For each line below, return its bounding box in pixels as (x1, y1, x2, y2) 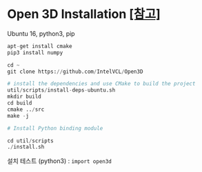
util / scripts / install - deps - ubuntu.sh (7, 87, 116, 94)
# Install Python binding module (7, 125, 103, 131)
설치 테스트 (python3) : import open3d (7, 157, 112, 165)
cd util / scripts (7, 137, 54, 144)
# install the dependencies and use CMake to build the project (7, 80, 196, 87)
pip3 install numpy (7, 49, 63, 56)
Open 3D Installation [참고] (7, 6, 161, 22)
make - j (7, 112, 30, 119)
